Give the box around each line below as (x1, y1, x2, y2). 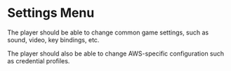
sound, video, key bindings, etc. (7, 35, 100, 44)
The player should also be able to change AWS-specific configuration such (7, 49, 225, 58)
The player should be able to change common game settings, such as (7, 28, 209, 37)
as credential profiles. (7, 56, 70, 65)
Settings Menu (7, 5, 95, 21)
